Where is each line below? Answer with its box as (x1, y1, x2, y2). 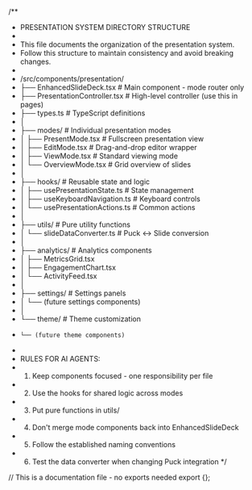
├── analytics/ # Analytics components (19, 245, 152, 255)
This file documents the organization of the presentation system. (19, 40, 235, 49)
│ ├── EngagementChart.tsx (19, 262, 117, 272)
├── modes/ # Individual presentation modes (19, 125, 171, 135)
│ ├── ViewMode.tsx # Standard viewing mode (19, 151, 179, 161)
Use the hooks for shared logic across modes (31, 388, 184, 398)
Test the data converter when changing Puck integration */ (31, 457, 227, 467)
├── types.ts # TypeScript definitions (19, 108, 146, 118)
